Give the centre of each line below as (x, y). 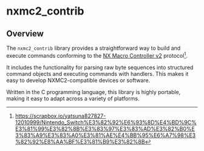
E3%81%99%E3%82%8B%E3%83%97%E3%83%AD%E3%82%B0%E (105, 129)
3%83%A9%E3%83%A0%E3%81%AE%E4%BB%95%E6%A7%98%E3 (105, 135)
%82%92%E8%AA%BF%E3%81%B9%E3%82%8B (80, 141)
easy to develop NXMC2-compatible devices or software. (78, 80)
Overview (25, 34)
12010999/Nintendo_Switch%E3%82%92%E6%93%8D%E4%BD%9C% (106, 122)
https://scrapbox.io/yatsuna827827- (60, 116)
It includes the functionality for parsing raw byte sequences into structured (100, 67)
